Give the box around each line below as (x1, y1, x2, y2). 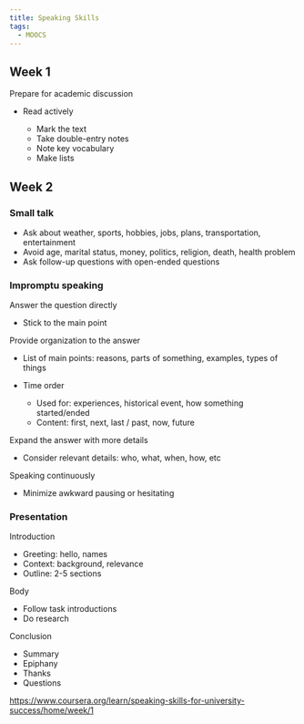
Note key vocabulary (35, 143, 115, 154)
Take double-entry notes (35, 133, 129, 144)
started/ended (35, 408, 90, 419)
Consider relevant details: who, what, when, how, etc (22, 452, 221, 463)
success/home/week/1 (9, 705, 94, 716)
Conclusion (9, 631, 53, 642)
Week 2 (9, 179, 54, 194)
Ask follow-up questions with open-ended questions (22, 256, 220, 267)
